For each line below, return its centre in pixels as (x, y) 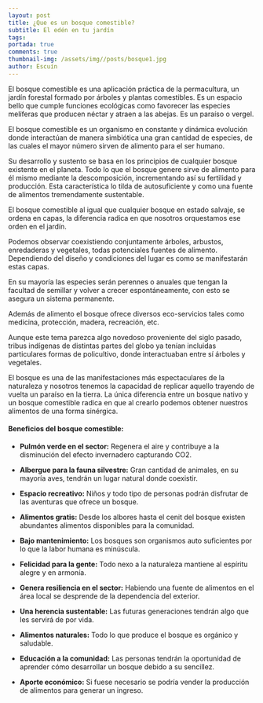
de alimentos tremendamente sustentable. (76, 194)
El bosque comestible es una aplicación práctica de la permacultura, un (124, 89)
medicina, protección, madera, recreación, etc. (84, 322)
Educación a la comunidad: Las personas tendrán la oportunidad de (130, 658)
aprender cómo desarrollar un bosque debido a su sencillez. (117, 666)
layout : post (29, 15)
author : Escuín (33, 67)
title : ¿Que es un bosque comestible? (71, 23)
